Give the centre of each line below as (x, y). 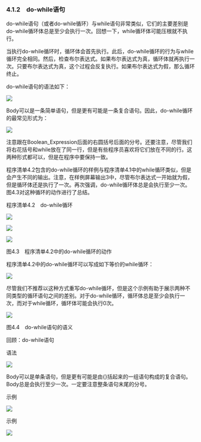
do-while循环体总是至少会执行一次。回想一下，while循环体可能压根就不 (94, 31)
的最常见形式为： (27, 118)
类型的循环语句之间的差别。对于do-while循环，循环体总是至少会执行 (96, 296)
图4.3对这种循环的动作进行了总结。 (49, 193)
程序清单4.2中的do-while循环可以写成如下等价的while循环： (80, 264)
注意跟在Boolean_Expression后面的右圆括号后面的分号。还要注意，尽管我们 (99, 142)
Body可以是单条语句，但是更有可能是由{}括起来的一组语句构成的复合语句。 (99, 377)
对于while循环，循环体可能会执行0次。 (69, 303)
